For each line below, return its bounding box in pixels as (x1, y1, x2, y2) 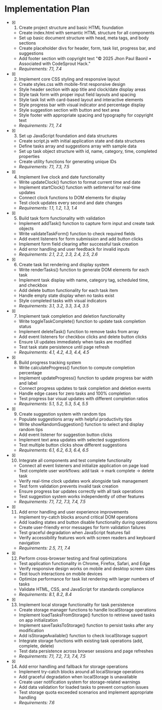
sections (18, 40, 36, 46)
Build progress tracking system (18, 359, 81, 365)
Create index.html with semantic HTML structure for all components (18, 30, 155, 35)
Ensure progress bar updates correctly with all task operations (18, 488, 144, 494)
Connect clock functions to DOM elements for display (18, 194, 127, 200)
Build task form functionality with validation (18, 215, 105, 221)
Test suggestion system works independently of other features (18, 493, 145, 499)
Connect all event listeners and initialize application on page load (18, 462, 149, 468)
